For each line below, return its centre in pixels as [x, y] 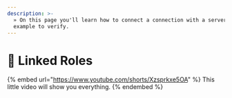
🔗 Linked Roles [50, 60]
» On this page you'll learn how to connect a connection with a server [120, 20]
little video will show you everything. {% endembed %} [85, 87]
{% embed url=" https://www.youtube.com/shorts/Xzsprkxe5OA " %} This [111, 79]
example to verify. [41, 26]
